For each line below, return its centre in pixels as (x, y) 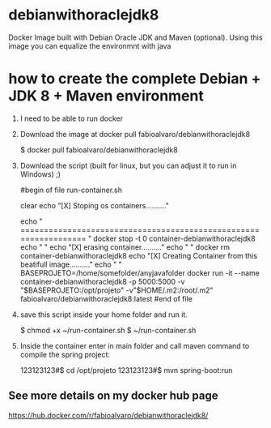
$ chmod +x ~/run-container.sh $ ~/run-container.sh (108, 330)
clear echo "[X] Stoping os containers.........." (95, 205)
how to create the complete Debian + (135, 79)
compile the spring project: (65, 354)
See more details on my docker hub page (113, 396)
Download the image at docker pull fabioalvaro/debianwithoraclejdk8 (135, 134)
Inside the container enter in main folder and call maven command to (135, 345)
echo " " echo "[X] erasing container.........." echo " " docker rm (125, 247)
